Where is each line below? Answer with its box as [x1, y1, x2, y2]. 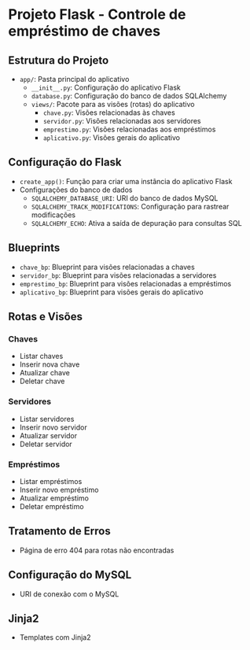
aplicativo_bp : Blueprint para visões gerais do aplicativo [19, 287, 204, 297]
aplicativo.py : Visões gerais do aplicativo [42, 133, 181, 142]
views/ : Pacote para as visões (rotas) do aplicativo [31, 100, 195, 109]
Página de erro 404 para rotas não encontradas [19, 545, 175, 555]
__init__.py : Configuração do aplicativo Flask [31, 83, 181, 92]
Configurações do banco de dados [19, 185, 133, 194]
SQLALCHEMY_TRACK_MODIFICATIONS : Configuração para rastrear [31, 201, 230, 211]
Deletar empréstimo [19, 501, 84, 511]
